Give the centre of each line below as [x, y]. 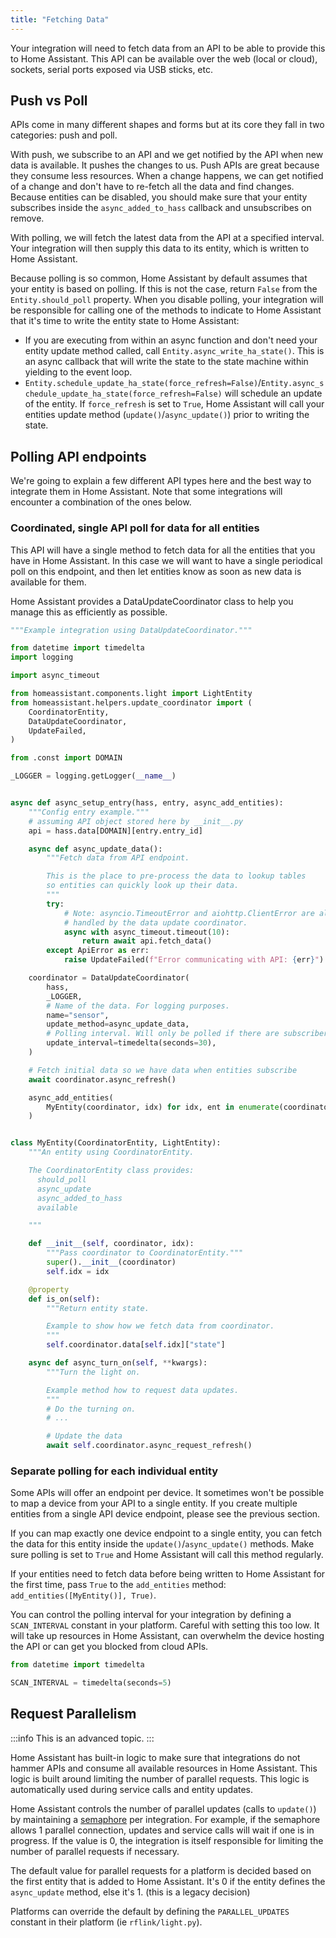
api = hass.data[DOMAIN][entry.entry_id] [115, 831]
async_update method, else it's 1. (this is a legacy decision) [130, 1892]
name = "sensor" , [78, 1015]
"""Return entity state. [98, 1308]
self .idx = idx [78, 1271]
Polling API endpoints [78, 456]
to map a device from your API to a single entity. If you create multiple [154, 1503]
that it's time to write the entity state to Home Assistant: [125, 321]
